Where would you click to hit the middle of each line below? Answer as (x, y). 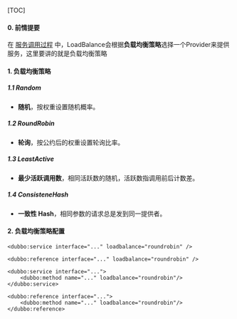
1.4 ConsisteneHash (38, 194)
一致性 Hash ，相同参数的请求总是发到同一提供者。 (92, 214)
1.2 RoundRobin (31, 123)
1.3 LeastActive (31, 159)
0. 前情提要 (24, 27)
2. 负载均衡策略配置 (36, 231)
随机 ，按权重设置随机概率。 (58, 107)
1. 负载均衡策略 (29, 71)
